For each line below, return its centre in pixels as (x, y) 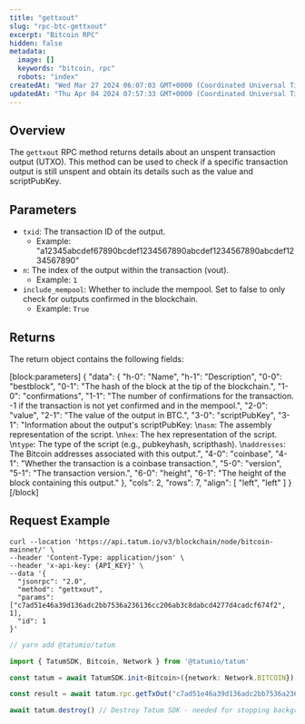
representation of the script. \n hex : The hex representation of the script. (143, 434)
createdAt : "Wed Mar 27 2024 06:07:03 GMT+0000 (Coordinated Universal (148, 85)
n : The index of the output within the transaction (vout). (126, 270)
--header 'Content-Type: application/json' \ (97, 558)
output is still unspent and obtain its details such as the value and (132, 171)
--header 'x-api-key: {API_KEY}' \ (77, 565)
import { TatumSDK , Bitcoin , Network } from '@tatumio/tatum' (129, 661)
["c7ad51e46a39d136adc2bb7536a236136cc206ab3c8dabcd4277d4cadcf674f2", (148, 605)
